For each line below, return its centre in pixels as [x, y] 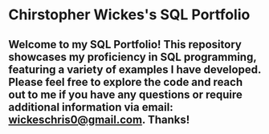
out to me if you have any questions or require [126, 94]
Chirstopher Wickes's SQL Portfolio [129, 15]
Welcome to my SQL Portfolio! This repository [125, 45]
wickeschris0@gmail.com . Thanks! [99, 119]
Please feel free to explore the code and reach [126, 82]
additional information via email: [91, 107]
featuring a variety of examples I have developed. [135, 69]
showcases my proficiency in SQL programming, [132, 57]
